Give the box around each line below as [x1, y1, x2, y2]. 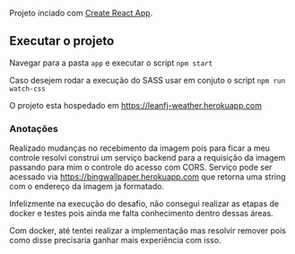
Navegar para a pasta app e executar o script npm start [9, 57, 213, 68]
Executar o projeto [9, 33, 115, 48]
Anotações [9, 122, 58, 135]
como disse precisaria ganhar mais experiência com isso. [9, 235, 221, 246]
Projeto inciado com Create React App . [9, 8, 153, 18]
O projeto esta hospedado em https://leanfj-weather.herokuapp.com [9, 100, 263, 110]
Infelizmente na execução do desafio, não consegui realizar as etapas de [9, 198, 280, 209]
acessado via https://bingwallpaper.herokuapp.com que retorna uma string [9, 171, 286, 182]
